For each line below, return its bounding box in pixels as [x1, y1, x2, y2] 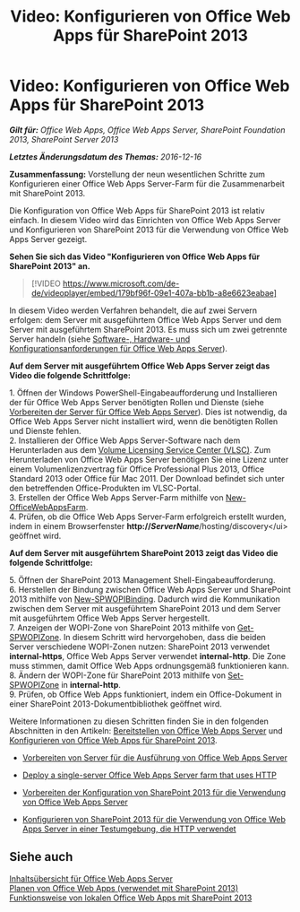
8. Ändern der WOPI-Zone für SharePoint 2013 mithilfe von [9, 670, 227, 681]
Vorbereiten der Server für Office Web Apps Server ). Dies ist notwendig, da [9, 406, 288, 417]
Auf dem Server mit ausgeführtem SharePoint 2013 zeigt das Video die [9, 547, 279, 558]
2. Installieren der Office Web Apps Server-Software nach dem [9, 435, 241, 446]
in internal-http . [61, 679, 121, 690]
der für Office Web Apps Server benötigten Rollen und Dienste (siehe [9, 396, 264, 407]
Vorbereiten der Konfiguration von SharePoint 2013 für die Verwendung [21, 786, 287, 797]
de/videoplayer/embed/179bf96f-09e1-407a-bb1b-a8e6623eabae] [30, 287, 278, 298]
